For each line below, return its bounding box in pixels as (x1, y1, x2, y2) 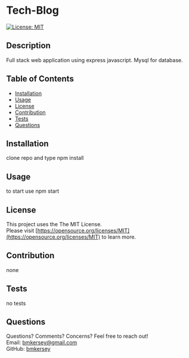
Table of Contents (6, 74, 75, 84)
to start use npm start (6, 187, 60, 195)
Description (6, 41, 51, 51)
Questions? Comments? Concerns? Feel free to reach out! (6, 332, 148, 340)
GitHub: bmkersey (6, 345, 51, 353)
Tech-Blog (6, 4, 60, 17)
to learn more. (101, 233, 136, 240)
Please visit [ (6, 227, 38, 234)
